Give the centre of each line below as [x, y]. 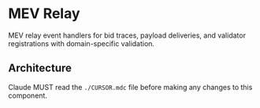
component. [28, 95]
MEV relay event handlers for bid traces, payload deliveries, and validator [127, 35]
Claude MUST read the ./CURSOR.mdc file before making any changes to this [130, 87]
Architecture [40, 68]
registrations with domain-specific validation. [82, 43]
